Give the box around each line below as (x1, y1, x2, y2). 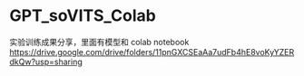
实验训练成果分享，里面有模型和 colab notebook (9, 36, 190, 47)
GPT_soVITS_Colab (9, 5, 156, 26)
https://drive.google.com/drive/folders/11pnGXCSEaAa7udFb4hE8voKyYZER (9, 46, 295, 57)
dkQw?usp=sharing (9, 56, 83, 67)
